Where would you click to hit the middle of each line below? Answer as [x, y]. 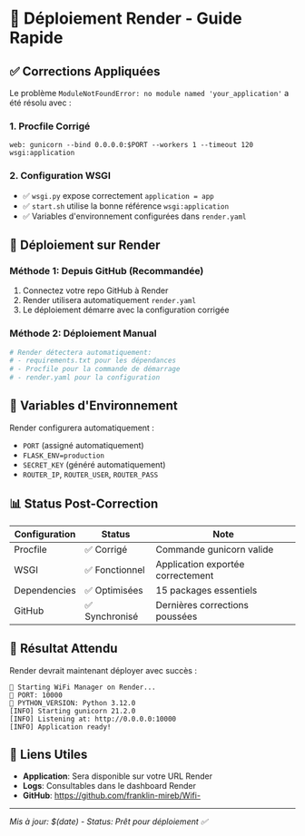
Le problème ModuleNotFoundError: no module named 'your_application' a [149, 93]
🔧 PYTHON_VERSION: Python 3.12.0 [73, 703]
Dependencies [45, 590]
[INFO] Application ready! [60, 727]
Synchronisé [112, 616]
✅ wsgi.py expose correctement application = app [118, 195]
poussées [177, 616]
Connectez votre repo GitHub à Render [95, 290]
